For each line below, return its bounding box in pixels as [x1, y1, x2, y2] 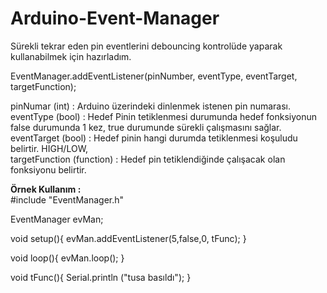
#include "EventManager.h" [10, 193, 125, 206]
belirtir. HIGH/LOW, [10, 142, 89, 154]
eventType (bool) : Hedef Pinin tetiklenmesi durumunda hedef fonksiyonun [10, 110, 318, 122]
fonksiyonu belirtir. [10, 163, 87, 176]
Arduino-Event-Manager [10, 7, 220, 30]
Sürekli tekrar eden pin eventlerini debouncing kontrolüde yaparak [10, 40, 283, 52]
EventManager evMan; [10, 213, 104, 225]
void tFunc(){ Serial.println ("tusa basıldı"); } [10, 271, 192, 283]
